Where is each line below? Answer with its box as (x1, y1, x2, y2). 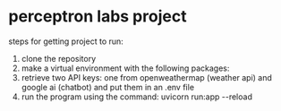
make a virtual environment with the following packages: (21, 63, 230, 73)
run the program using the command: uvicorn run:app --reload (21, 91, 252, 102)
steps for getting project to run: (8, 36, 124, 47)
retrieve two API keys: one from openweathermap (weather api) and (21, 72, 272, 82)
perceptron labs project (8, 6, 187, 27)
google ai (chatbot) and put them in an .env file (21, 81, 194, 92)
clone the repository (21, 53, 97, 64)
